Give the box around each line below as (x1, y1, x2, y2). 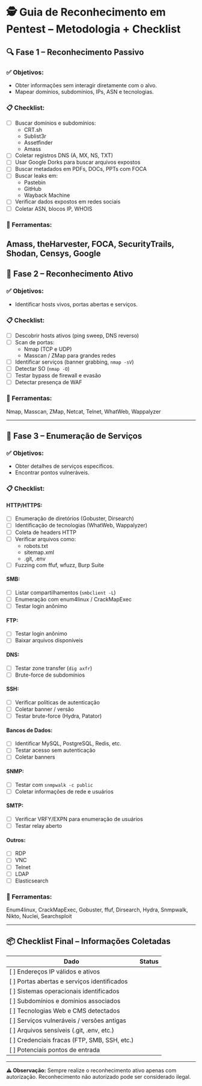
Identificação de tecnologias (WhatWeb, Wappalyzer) (14, 522, 148, 529)
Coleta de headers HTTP (14, 529, 77, 536)
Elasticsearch (14, 877, 49, 884)
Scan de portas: (14, 338, 55, 346)
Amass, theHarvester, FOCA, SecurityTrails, (6, 239, 174, 249)
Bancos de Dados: (6, 727, 53, 734)
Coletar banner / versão (14, 706, 74, 713)
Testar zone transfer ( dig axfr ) (14, 664, 93, 672)
